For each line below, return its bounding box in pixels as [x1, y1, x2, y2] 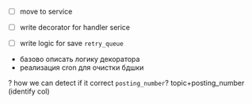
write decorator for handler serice [19, 23, 131, 33]
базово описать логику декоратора [19, 55, 140, 64]
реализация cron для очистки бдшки [19, 63, 144, 72]
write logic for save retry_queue [19, 39, 124, 48]
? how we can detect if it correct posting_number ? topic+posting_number [8, 79, 245, 88]
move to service [19, 7, 73, 16]
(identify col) [8, 87, 50, 96]
